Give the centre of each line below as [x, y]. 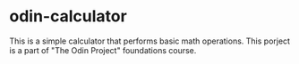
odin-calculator [68, 16]
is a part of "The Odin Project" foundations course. [103, 50]
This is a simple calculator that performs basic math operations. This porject [150, 41]
